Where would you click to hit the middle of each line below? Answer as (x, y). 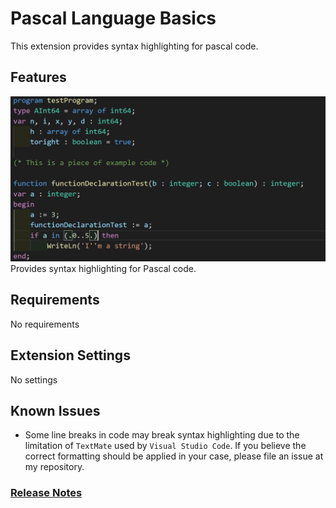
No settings (34, 379)
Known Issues (55, 411)
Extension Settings (70, 355)
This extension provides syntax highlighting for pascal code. (134, 46)
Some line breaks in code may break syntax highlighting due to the (162, 435)
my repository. (54, 467)
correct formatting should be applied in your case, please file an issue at (174, 456)
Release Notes (46, 493)
